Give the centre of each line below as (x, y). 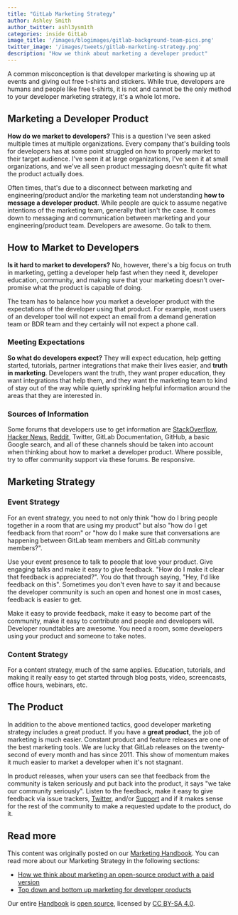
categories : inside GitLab (47, 34)
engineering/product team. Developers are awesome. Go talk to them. (109, 225)
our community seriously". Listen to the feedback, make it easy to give (110, 791)
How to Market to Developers (73, 248)
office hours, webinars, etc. (48, 685)
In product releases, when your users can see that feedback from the (109, 776)
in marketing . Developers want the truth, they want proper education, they (117, 373)
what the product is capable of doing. (88, 287)
